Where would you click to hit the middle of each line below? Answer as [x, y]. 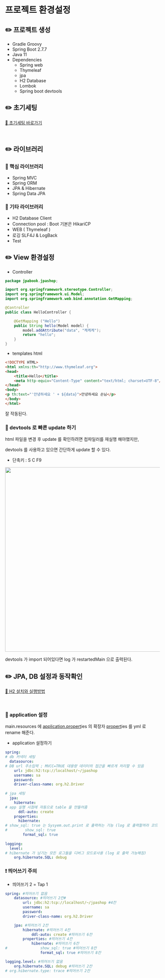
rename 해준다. [20, 733]
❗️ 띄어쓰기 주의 [21, 871]
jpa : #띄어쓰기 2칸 [31, 925]
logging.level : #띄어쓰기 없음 [34, 962]
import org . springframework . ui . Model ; [45, 294]
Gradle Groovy [27, 44]
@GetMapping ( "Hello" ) [37, 321]
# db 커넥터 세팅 [20, 757]
